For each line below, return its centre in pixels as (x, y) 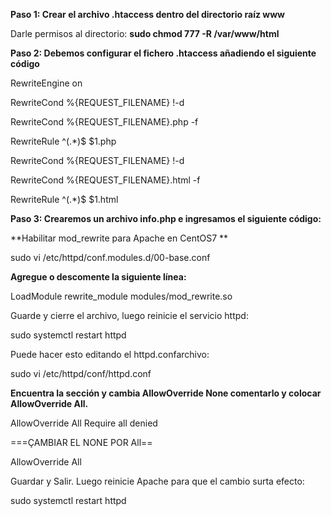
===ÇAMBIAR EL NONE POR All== (81, 442)
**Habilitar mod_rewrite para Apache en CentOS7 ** (119, 238)
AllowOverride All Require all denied (84, 423)
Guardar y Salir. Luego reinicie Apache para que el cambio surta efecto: (157, 481)
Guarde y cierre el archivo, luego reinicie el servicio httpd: (129, 315)
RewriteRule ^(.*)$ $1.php (63, 141)
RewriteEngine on (46, 83)
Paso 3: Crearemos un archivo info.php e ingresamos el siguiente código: (166, 218)
